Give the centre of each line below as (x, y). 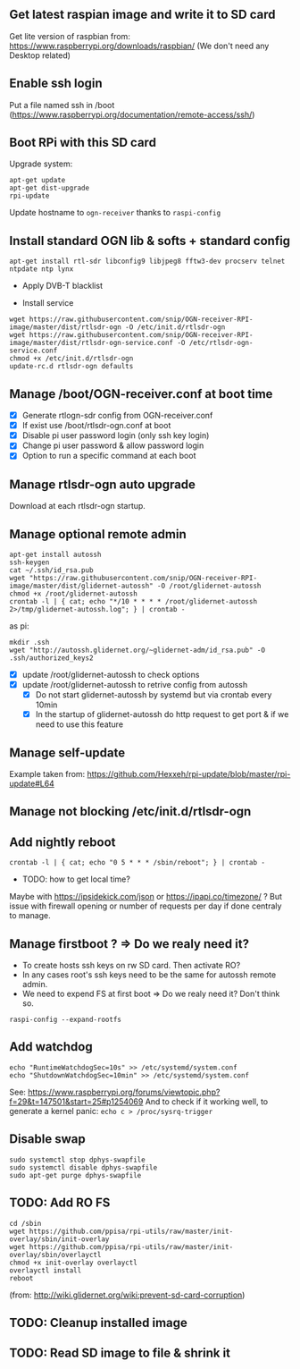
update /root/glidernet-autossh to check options (111, 675)
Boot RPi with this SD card (83, 143)
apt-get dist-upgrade (50, 188)
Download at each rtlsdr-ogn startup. (77, 506)
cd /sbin (25, 1223)
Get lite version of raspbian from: (70, 36)
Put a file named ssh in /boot (62, 105)
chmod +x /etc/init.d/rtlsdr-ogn (71, 359)
